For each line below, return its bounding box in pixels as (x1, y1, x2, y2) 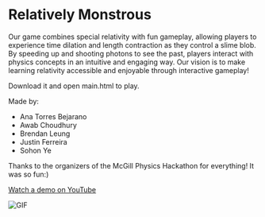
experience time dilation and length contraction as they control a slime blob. (8, 40, 256, 49)
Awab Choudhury (19, 120, 77, 130)
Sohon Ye (19, 145, 52, 155)
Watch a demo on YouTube (8, 184, 97, 194)
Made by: (8, 96, 40, 106)
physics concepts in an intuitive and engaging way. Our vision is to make (8, 57, 246, 67)
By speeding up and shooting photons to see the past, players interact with (8, 48, 254, 58)
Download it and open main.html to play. (8, 81, 140, 91)
